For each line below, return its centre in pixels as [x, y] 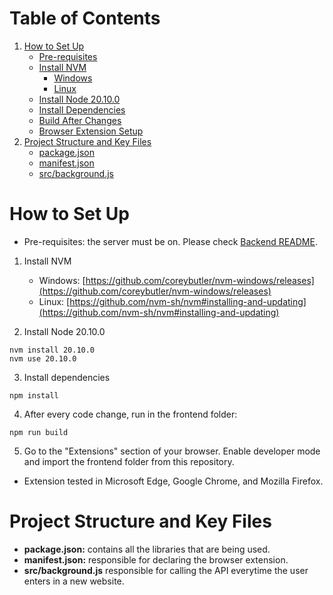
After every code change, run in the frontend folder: [130, 414]
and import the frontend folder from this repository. [129, 461]
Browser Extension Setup [91, 131]
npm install [34, 395]
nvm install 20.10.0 [52, 350]
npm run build [39, 432]
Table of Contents [85, 18]
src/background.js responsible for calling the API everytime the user [166, 570]
